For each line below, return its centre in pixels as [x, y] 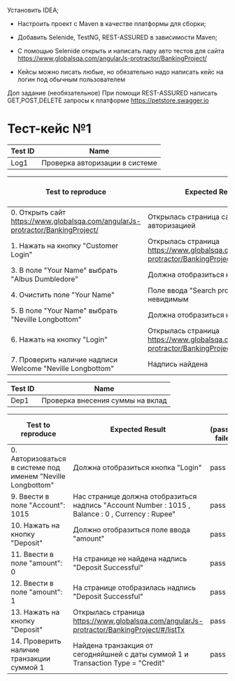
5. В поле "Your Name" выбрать [64, 310]
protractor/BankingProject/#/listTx [129, 629]
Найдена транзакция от [113, 645]
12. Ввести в [32, 583]
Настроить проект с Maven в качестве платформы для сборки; [112, 23]
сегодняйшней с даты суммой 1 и [131, 654]
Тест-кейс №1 [49, 129]
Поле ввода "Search [182, 290]
